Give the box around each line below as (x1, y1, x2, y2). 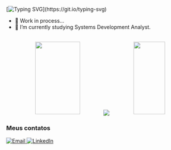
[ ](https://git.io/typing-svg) (6, 6, 107, 12)
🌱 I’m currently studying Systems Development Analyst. (14, 24, 151, 30)
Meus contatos (6, 124, 50, 132)
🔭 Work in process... (14, 17, 65, 24)
